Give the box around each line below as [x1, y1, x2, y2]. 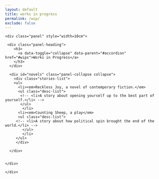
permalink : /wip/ [5, 16, 40, 21]
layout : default [5, 7, 38, 12]
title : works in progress [5, 12, 57, 16]
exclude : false [5, 20, 36, 26]
